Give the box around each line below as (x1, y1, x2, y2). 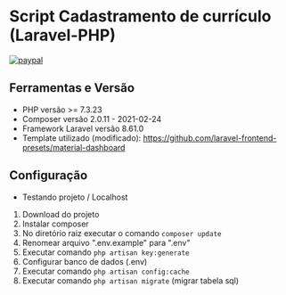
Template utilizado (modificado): (21, 132, 142, 143)
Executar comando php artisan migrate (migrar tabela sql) (21, 275, 239, 286)
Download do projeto (21, 209, 100, 219)
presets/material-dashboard (21, 142, 126, 152)
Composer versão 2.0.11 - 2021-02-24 (21, 113, 162, 124)
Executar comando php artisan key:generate (21, 247, 190, 258)
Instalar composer (21, 218, 89, 229)
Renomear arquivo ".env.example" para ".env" (21, 237, 191, 248)
